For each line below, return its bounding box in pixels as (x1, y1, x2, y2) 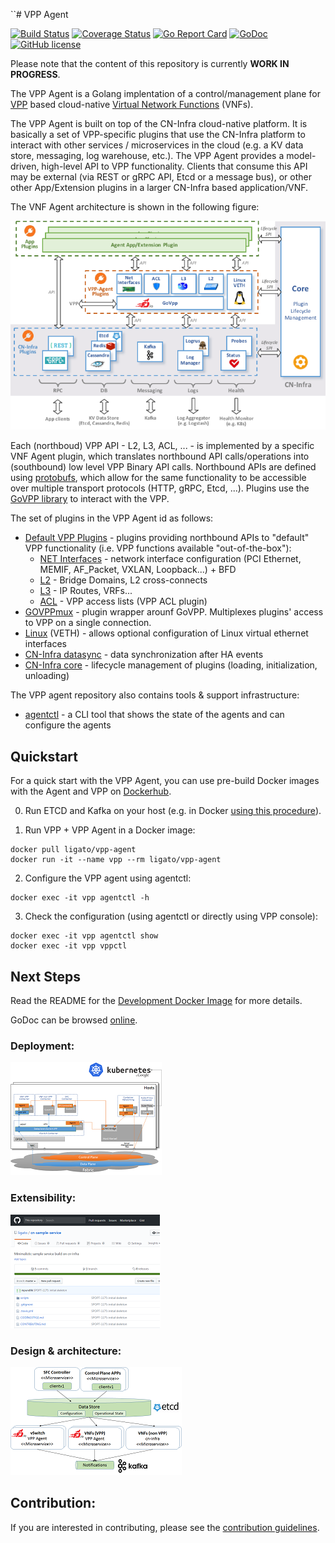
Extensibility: (10, 1191, 77, 1205)
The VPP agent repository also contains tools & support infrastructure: (10, 689, 300, 701)
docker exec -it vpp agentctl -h (10, 893, 150, 903)
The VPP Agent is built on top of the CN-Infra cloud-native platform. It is (10, 118, 308, 129)
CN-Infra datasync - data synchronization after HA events (24, 649, 264, 661)
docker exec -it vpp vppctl (10, 941, 128, 951)
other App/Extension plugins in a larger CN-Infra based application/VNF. (10, 182, 309, 193)
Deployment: (10, 1039, 75, 1053)
